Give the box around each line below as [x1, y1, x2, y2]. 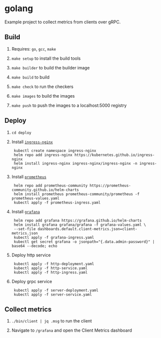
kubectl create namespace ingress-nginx [14, 148, 97, 153]
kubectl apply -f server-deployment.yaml [14, 287, 99, 293]
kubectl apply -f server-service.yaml [14, 292, 92, 297]
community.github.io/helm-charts [11, 187, 79, 192]
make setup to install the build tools [11, 55, 81, 61]
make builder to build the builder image [11, 65, 90, 70]
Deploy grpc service [11, 278, 52, 284]
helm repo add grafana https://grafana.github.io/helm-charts [14, 218, 142, 223]
